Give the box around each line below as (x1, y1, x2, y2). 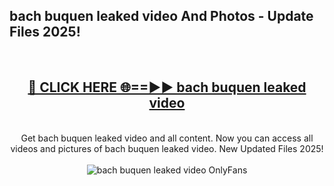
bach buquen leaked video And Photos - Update (9, 8, 314, 25)
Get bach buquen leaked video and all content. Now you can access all (20, 132, 314, 144)
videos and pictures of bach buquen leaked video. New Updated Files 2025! (10, 142, 324, 154)
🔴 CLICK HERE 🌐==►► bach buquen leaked (27, 79, 307, 96)
